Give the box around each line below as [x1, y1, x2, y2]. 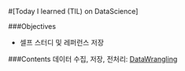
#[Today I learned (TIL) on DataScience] [8, 7, 139, 16]
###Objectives [8, 22, 57, 30]
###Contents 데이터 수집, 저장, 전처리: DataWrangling [8, 55, 178, 63]
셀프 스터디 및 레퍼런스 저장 [19, 38, 105, 47]
